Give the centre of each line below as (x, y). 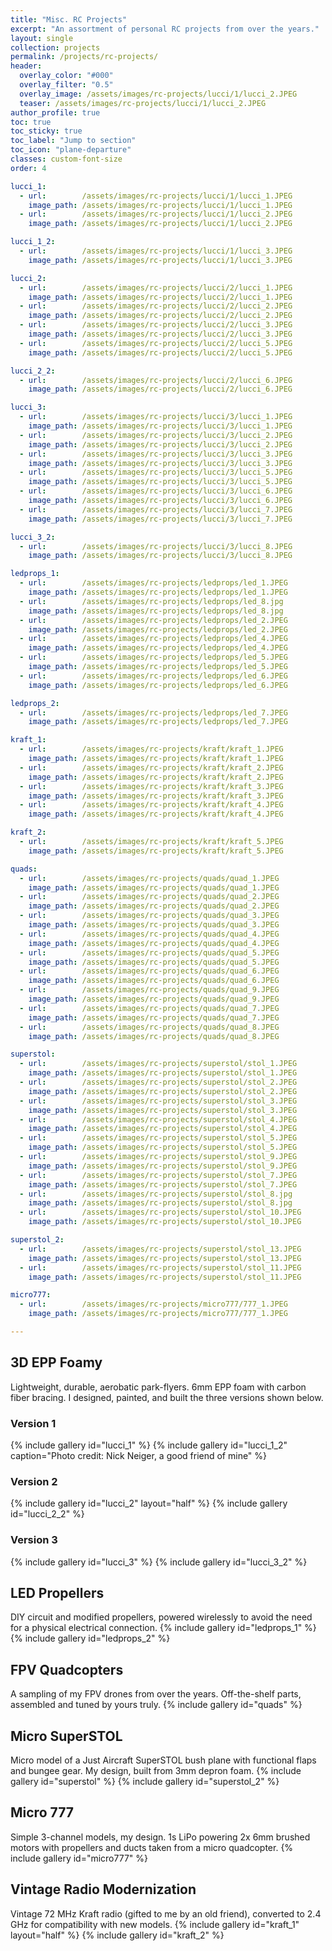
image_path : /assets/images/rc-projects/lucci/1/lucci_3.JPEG (160, 260)
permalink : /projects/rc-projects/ (84, 57)
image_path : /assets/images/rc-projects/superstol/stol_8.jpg (160, 1203)
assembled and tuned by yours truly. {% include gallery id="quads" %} (156, 1705)
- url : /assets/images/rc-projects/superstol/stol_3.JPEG (158, 1101)
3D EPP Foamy (56, 1362)
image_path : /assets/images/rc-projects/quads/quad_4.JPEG (154, 943)
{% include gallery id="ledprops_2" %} (90, 1638)
